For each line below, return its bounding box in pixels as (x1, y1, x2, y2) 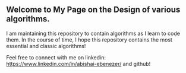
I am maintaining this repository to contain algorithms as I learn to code (6, 30, 180, 37)
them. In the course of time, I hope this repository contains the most (6, 36, 172, 43)
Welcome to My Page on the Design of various (6, 5, 181, 15)
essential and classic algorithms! (6, 42, 86, 49)
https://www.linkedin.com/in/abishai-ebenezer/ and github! (6, 60, 151, 67)
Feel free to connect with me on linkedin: (6, 53, 106, 61)
